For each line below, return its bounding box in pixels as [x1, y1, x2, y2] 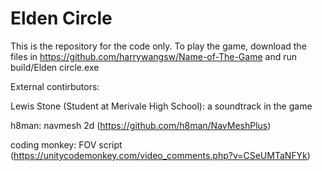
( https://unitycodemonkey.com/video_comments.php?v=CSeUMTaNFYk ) [10, 149, 311, 161]
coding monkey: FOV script [10, 138, 123, 151]
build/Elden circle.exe [10, 61, 100, 73]
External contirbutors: [10, 80, 100, 92]
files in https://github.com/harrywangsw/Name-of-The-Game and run [10, 50, 297, 62]
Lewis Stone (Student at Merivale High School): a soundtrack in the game [10, 100, 313, 112]
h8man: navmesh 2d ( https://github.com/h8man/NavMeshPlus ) [10, 119, 272, 131]
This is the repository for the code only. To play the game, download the [10, 40, 307, 52]
